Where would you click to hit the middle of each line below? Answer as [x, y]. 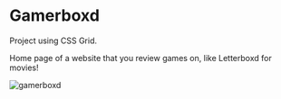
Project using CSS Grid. [53, 40]
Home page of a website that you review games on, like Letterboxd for [140, 58]
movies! [24, 67]
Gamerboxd [54, 16]
